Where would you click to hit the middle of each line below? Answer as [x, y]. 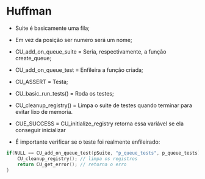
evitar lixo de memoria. [44, 111]
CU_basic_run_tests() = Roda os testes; [64, 93]
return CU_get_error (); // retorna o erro [72, 164]
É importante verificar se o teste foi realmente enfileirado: [88, 142]
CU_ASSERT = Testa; [41, 82]
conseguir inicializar [40, 130]
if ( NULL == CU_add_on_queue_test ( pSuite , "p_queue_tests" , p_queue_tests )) [105, 153]
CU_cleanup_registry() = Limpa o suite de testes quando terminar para [103, 105]
